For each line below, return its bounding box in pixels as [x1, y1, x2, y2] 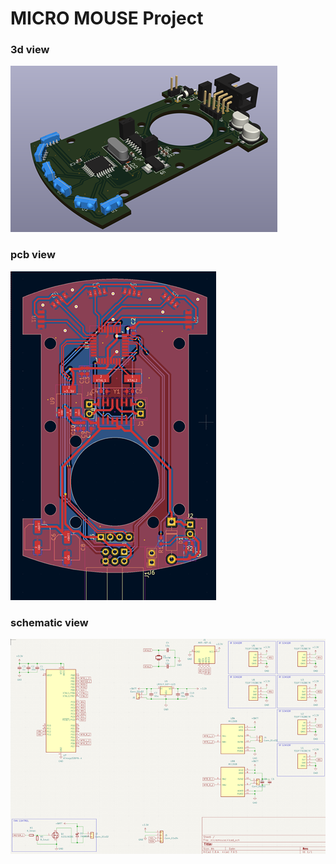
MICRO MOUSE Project [10, 7, 204, 30]
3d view [10, 43, 50, 57]
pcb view [10, 248, 56, 262]
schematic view [10, 615, 89, 629]
